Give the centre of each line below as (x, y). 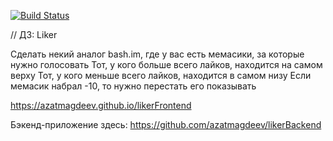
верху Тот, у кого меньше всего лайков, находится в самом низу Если (161, 75)
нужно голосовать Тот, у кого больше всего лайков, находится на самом (166, 64)
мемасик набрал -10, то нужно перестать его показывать (133, 86)
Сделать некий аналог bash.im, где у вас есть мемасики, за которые (157, 54)
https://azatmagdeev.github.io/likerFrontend (101, 105)
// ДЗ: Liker (34, 34)
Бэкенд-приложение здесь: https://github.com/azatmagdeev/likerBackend (166, 124)
